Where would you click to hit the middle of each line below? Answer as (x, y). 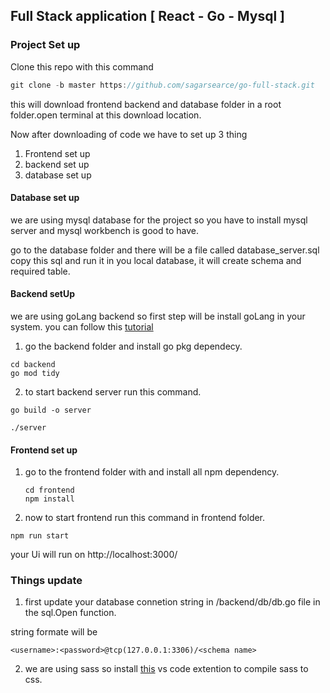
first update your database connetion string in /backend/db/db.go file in (172, 602)
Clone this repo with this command (82, 66)
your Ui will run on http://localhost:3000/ (94, 555)
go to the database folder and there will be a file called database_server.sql (165, 250)
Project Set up (45, 45)
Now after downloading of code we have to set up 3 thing (129, 134)
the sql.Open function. (70, 613)
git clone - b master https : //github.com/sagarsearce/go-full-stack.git (162, 85)
